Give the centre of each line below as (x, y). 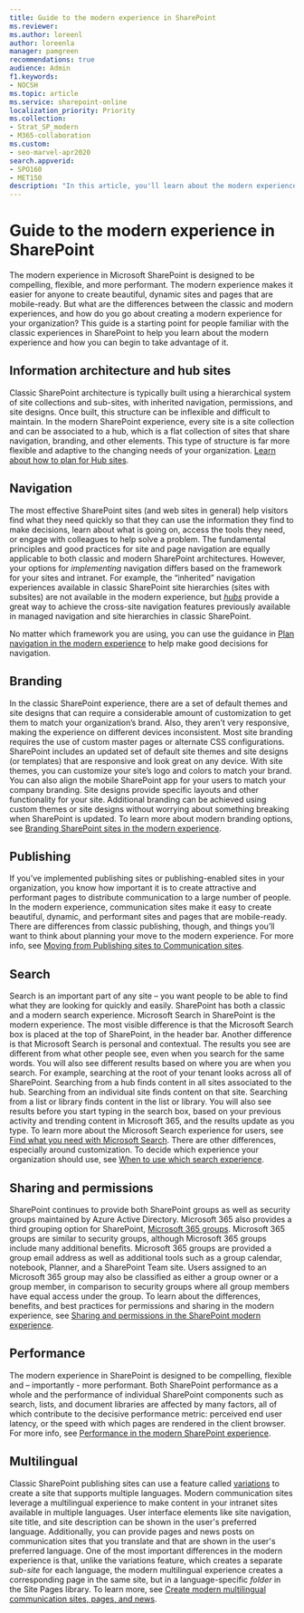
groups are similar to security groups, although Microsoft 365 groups (138, 1238)
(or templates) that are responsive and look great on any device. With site (146, 760)
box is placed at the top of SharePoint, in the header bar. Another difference (151, 1035)
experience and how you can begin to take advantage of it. (119, 343)
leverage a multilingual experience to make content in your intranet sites (144, 1503)
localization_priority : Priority (72, 110)
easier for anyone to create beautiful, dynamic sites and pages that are (141, 294)
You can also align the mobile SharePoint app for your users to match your (148, 780)
